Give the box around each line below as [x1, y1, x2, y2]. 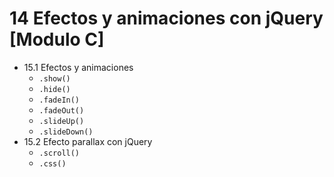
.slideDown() [38, 127, 94, 137]
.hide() [38, 84, 71, 94]
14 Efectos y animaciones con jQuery [9, 7, 324, 30]
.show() [38, 73, 71, 84]
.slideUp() [38, 116, 85, 126]
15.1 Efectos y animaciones [23, 61, 134, 73]
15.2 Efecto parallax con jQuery [23, 135, 153, 147]
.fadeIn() [38, 95, 81, 105]
